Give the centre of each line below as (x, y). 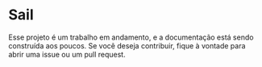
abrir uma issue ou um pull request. (67, 54)
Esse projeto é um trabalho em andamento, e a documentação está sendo (131, 37)
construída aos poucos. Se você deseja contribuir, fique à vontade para (127, 45)
